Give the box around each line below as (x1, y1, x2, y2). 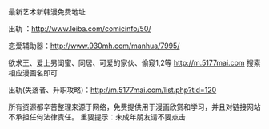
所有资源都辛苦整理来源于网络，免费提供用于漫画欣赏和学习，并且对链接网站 (8, 103, 261, 111)
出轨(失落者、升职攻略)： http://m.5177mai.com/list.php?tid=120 (8, 85, 217, 95)
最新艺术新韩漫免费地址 (8, 7, 86, 16)
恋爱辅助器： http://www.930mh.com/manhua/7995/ (8, 41, 180, 50)
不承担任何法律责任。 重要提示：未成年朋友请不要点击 (8, 112, 186, 122)
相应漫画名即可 (8, 68, 58, 78)
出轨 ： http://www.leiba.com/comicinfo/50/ (8, 24, 151, 34)
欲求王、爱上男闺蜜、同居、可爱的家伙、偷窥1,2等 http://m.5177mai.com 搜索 (8, 58, 261, 67)
